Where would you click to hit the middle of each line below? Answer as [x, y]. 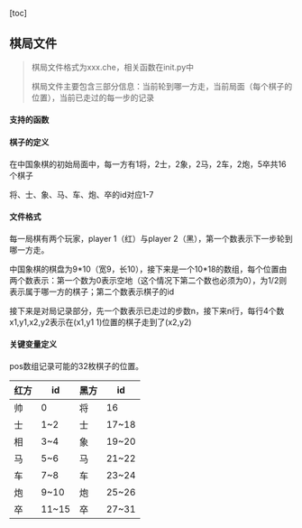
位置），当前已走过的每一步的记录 [93, 97]
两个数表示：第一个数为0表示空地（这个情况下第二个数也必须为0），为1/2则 [148, 280]
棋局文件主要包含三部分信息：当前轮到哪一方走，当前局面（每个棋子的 [162, 86]
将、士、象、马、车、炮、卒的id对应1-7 [82, 194]
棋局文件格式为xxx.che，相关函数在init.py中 [113, 67]
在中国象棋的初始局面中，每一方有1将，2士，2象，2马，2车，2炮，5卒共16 [148, 164]
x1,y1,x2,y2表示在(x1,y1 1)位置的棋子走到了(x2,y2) [101, 322]
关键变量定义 [33, 344]
